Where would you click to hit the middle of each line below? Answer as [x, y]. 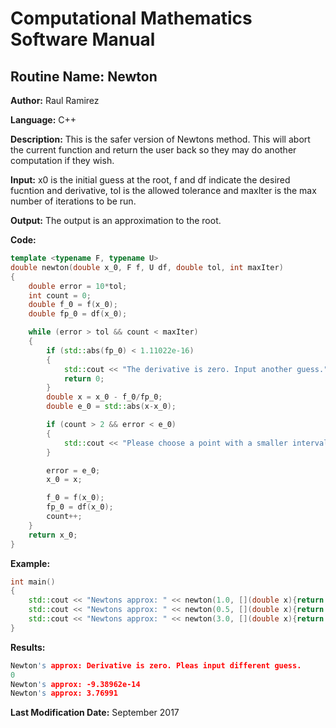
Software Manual [83, 39]
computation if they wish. [62, 160]
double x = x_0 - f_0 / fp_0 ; [104, 397]
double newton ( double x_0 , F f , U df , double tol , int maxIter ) [147, 267]
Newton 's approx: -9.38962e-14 [75, 684]
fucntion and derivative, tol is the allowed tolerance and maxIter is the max [163, 190]
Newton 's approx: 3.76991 [64, 693]
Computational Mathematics [131, 18]
